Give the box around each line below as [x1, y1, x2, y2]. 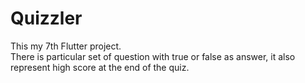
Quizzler [10, 7, 83, 30]
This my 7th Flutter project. [10, 40, 122, 52]
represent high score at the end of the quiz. [10, 61, 190, 73]
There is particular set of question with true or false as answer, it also [10, 50, 296, 62]
